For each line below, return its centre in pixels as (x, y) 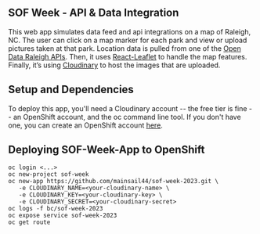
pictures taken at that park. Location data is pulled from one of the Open (125, 48)
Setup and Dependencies (71, 90)
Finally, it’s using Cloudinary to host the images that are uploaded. (114, 65)
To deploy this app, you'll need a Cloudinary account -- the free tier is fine (128, 108)
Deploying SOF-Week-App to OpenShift (107, 150)
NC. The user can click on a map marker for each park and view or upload (128, 40)
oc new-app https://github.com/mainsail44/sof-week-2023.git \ (114, 182)
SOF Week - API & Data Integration (94, 13)
